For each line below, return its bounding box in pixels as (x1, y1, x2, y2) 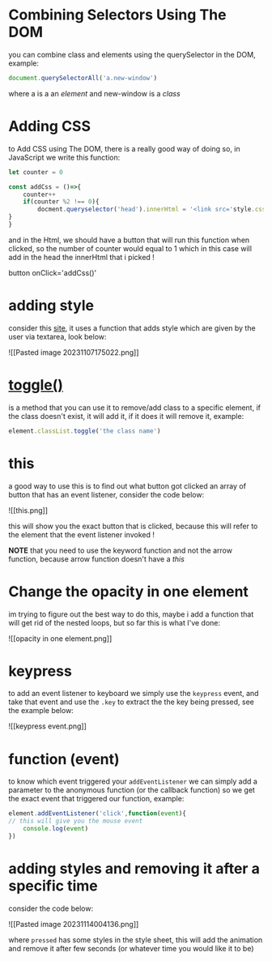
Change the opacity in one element (8, 582, 249, 600)
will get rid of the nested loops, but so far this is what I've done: (8, 617, 221, 627)
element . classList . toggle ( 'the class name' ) (8, 427, 161, 435)
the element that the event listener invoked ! (8, 529, 155, 540)
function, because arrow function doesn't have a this (8, 553, 185, 564)
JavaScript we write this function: (8, 152, 121, 162)
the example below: (8, 706, 74, 715)
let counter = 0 (8, 168, 63, 176)
